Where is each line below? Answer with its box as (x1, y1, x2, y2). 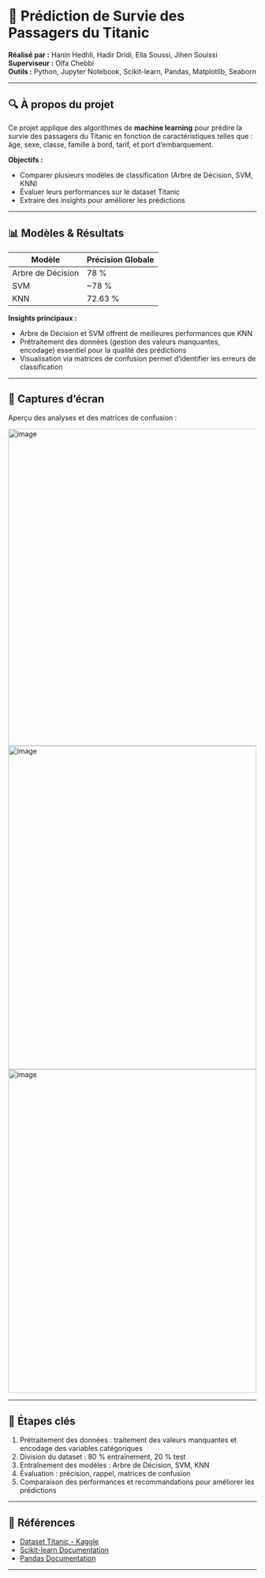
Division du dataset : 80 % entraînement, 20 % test (19, 1452, 186, 1462)
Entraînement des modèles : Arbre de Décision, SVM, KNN (19, 1460, 210, 1470)
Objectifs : (8, 155, 43, 164)
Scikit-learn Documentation (19, 1546, 109, 1554)
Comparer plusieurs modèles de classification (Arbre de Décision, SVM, (19, 170, 254, 180)
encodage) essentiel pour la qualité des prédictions (19, 345, 187, 354)
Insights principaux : (8, 313, 77, 323)
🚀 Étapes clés (8, 1414, 77, 1427)
